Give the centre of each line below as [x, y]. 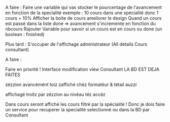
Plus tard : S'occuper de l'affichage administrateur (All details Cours [76, 44]
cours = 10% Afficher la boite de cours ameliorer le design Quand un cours [83, 18]
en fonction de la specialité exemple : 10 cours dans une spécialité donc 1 [82, 13]
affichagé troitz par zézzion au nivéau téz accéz [55, 94]
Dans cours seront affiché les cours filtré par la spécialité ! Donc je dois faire [85, 104]
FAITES [13, 75]
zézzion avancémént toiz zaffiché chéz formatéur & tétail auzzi [71, 84]
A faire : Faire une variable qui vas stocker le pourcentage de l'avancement [84, 7]
